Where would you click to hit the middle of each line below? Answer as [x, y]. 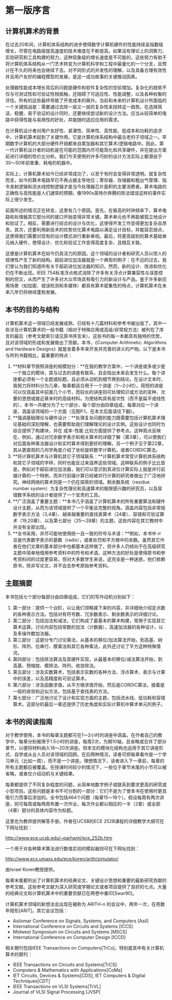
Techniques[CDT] [31, 981]
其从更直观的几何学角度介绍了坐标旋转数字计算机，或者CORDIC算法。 [86, 450]
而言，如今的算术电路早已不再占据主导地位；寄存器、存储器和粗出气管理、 [84, 180]
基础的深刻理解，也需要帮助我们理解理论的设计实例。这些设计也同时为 [91, 424]
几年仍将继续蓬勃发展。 [34, 292]
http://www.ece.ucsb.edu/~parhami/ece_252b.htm [59, 838]
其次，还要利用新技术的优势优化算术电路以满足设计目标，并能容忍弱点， [90, 230]
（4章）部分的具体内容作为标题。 [40, 810]
